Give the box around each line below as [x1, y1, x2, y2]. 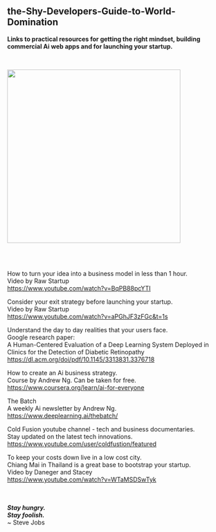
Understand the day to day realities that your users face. [7, 325, 168, 334]
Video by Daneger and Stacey [7, 467, 93, 476]
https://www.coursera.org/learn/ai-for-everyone [7, 383, 145, 391]
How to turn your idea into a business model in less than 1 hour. [7, 269, 188, 277]
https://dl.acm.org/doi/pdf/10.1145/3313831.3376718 [7, 355, 155, 363]
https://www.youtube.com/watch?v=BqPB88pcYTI [7, 284, 151, 292]
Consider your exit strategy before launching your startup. [7, 298, 173, 306]
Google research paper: [7, 333, 75, 341]
